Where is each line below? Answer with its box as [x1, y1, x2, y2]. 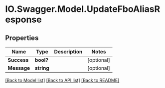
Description [54, 48, 83, 55]
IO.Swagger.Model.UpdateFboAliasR [5, 3, 161, 15]
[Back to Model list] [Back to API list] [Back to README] [5, 78, 120, 83]
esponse [5, 14, 42, 25]
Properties [5, 34, 39, 42]
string [34, 65, 50, 71]
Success [7, 57, 29, 63]
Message [7, 65, 30, 71]
